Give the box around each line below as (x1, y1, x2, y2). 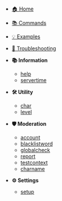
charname (20, 166, 45, 172)
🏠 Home (11, 5, 34, 12)
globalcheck (20, 147, 51, 153)
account (20, 134, 40, 141)
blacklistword (20, 140, 53, 147)
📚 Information (11, 57, 48, 64)
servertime (20, 77, 47, 83)
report (20, 153, 36, 160)
